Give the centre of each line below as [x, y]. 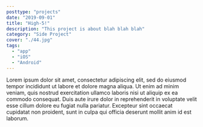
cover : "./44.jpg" [29, 40]
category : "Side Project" [39, 34]
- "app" [22, 51]
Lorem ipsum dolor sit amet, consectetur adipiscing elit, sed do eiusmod [96, 80]
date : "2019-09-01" [31, 18]
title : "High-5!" [28, 23]
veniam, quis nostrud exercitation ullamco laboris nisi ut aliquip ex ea [92, 93]
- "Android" [27, 62]
